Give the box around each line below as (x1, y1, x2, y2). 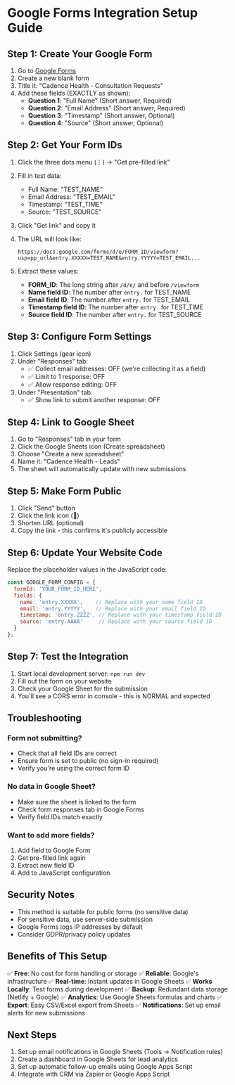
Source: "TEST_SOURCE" (27, 207, 102, 216)
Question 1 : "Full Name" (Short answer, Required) (27, 96, 172, 105)
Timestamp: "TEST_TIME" (27, 200, 103, 208)
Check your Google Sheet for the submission (17, 684, 148, 693)
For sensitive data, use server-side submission (17, 915, 153, 923)
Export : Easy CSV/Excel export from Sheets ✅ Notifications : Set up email (7, 1001, 222, 1009)
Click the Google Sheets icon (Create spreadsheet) (17, 442, 165, 451)
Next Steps (7, 1029, 57, 1041)
